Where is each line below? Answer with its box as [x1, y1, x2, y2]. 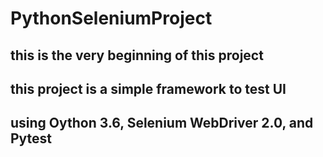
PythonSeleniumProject [10, 7, 213, 30]
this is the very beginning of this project [10, 47, 264, 64]
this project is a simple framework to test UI [10, 80, 287, 97]
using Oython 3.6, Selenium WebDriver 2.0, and [10, 115, 314, 132]
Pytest [10, 130, 53, 147]
